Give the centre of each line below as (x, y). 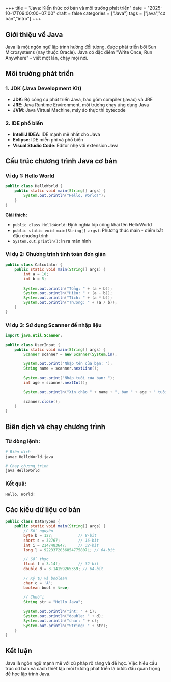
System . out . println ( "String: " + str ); (66, 626)
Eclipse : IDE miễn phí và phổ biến (48, 139)
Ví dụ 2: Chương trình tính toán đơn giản (55, 254)
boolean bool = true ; (47, 588)
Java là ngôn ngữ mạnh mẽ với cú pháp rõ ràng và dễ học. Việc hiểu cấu (81, 663)
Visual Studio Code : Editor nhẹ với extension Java (65, 145)
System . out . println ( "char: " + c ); (61, 621)
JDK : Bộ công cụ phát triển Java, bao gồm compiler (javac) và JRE (82, 99)
